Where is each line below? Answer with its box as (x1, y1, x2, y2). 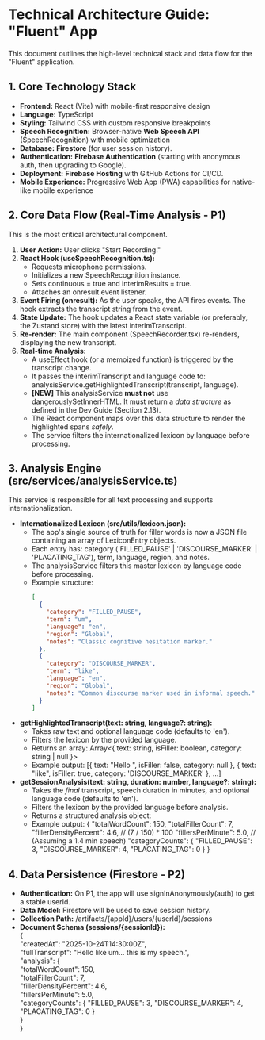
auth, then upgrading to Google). (19, 160, 127, 170)
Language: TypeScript (19, 109, 93, 119)
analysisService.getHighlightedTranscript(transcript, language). (31, 379, 239, 390)
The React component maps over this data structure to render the (31, 413, 246, 423)
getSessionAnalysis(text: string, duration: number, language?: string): (19, 777, 257, 787)
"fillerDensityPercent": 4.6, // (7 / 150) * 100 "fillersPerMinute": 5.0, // (31, 827, 256, 838)
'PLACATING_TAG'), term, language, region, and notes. (31, 553, 210, 562)
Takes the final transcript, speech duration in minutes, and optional (31, 785, 250, 795)
